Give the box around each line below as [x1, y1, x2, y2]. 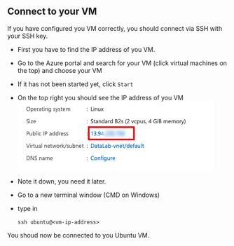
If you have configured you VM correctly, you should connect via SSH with [7, 24, 223, 32]
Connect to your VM [7, 6, 97, 18]
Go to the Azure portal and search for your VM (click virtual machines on [17, 59, 228, 67]
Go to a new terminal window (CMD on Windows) [17, 191, 160, 199]
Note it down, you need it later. [17, 177, 106, 185]
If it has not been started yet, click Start [17, 80, 134, 88]
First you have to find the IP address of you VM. [17, 45, 156, 53]
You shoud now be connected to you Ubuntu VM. [7, 231, 150, 239]
